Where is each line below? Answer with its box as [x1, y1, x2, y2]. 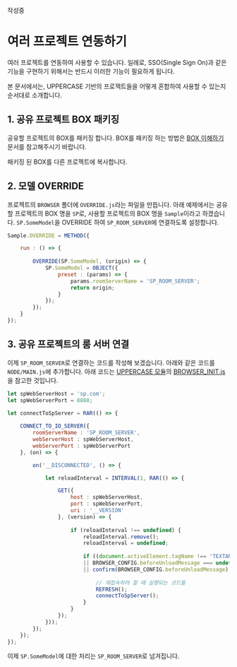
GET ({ [57, 487, 74, 495]
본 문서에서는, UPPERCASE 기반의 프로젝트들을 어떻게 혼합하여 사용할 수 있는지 [7, 82, 226, 90]
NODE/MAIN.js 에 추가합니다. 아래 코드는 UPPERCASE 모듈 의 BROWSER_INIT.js [7, 367, 226, 376]
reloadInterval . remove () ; [83, 533, 159, 541]
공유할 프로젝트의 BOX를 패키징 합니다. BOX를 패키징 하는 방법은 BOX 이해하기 [7, 134, 224, 142]
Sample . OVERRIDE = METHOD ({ [7, 232, 90, 239]
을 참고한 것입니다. [7, 376, 59, 384]
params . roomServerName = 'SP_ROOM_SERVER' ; [70, 278, 200, 285]
